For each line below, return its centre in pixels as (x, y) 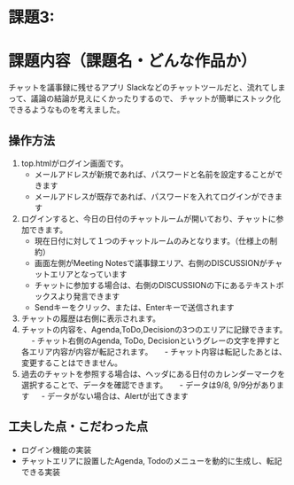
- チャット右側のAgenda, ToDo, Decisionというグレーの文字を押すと (156, 340)
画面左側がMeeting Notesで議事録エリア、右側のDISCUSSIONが (151, 262)
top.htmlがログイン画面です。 (75, 163)
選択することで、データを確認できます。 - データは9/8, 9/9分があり (149, 385)
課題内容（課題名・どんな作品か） (133, 61)
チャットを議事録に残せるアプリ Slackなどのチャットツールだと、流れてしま (147, 88)
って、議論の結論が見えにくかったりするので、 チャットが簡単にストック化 (144, 98)
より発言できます (89, 296)
